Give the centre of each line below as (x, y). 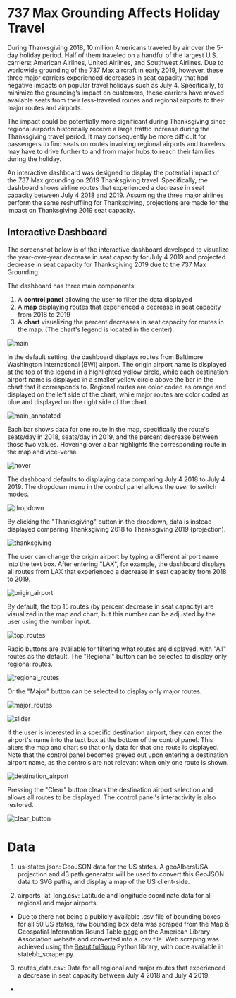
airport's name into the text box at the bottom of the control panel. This (110, 739)
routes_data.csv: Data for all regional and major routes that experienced (122, 968)
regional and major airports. (58, 903)
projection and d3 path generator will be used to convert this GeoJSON (120, 874)
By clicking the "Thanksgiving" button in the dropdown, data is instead (110, 522)
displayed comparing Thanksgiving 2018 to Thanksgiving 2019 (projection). (117, 529)
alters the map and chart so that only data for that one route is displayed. (113, 747)
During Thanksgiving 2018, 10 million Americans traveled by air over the (111, 47)
